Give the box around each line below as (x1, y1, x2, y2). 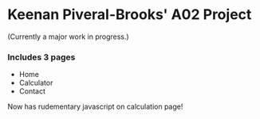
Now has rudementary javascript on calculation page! (7, 102, 183, 112)
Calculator (18, 78, 53, 88)
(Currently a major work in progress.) (7, 32, 129, 41)
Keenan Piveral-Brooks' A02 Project (7, 6, 252, 24)
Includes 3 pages (7, 52, 76, 63)
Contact (18, 86, 45, 96)
